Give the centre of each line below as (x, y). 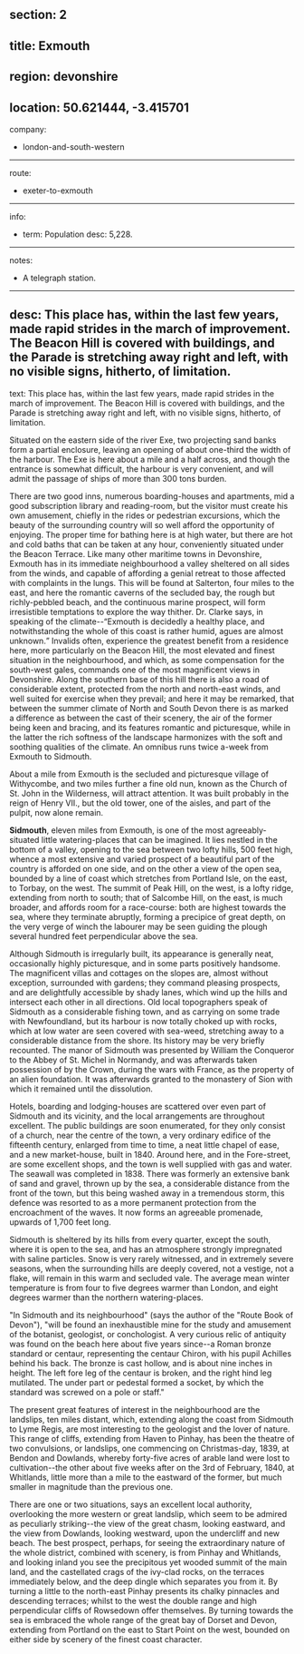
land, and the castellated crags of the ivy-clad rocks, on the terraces (137, 1571)
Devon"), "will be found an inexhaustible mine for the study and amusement (150, 1325)
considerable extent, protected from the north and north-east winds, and (145, 689)
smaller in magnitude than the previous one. (91, 1486)
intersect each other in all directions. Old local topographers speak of (139, 1002)
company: (28, 129)
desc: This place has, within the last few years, (144, 315)
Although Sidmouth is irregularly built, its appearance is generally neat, (142, 954)
